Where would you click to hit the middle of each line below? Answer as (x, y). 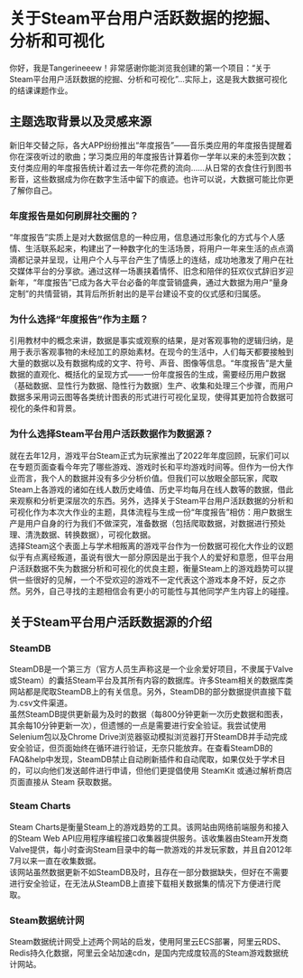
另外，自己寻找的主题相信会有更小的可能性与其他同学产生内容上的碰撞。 (159, 591)
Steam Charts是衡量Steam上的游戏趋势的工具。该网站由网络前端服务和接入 (149, 826)
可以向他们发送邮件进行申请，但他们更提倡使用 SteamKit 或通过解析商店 (159, 771)
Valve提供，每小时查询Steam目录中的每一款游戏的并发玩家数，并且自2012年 (151, 849)
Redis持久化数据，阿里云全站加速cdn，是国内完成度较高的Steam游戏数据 (145, 953)
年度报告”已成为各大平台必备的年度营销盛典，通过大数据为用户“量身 (162, 283)
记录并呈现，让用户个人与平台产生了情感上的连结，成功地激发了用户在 (155, 260)
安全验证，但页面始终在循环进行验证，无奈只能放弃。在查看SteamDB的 (141, 748)
